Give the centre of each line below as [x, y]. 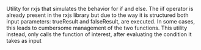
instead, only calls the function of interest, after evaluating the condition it [99, 34]
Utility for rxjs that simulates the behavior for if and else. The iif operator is [100, 9]
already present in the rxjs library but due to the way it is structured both [97, 15]
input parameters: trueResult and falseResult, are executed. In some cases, [101, 21]
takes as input [24, 41]
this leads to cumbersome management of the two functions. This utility [97, 28]
